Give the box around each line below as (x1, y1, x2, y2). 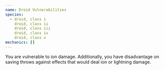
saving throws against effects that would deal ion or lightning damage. (5, 58, 151, 65)
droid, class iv (14, 30, 49, 35)
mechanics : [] (5, 40, 35, 45)
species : (5, 12, 24, 17)
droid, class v (14, 35, 46, 40)
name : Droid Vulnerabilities (5, 7, 67, 12)
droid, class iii (14, 26, 51, 31)
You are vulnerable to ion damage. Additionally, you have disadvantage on (5, 53, 159, 59)
